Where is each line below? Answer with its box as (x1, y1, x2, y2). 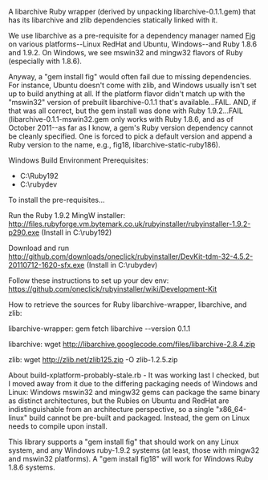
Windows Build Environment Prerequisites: (8, 155, 148, 165)
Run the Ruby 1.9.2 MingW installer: (8, 211, 126, 220)
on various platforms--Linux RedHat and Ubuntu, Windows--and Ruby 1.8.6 (8, 39, 258, 49)
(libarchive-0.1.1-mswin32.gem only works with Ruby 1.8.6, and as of (8, 115, 234, 123)
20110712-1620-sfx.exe (8, 260, 85, 269)
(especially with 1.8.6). (8, 56, 83, 66)
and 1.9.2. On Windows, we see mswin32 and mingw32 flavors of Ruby (8, 48, 243, 57)
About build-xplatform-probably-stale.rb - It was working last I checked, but (8, 370, 259, 380)
